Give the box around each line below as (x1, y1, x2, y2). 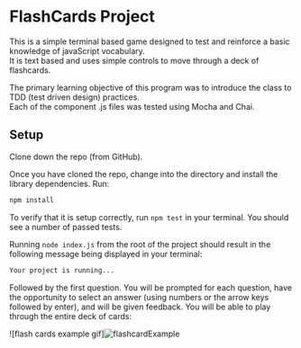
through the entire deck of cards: (9, 310, 132, 321)
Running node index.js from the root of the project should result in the (9, 238, 271, 249)
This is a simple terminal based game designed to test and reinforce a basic (9, 36, 290, 47)
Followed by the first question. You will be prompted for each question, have (9, 281, 293, 293)
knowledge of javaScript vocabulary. (9, 45, 146, 56)
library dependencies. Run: (9, 178, 110, 189)
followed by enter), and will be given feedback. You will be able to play (9, 301, 271, 312)
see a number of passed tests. (9, 221, 123, 232)
